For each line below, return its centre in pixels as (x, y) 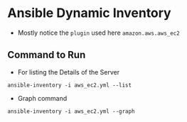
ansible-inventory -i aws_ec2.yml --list (70, 85)
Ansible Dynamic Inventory (90, 13)
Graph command (42, 98)
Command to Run (47, 55)
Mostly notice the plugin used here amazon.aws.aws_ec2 (98, 33)
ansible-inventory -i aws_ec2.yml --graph (71, 111)
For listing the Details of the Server (69, 72)
